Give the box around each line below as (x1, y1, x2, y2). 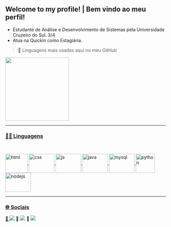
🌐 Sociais (5, 204, 30, 211)
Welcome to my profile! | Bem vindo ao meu (5, 5, 146, 14)
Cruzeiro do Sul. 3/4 (12, 31, 55, 38)
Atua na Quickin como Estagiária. (12, 37, 82, 43)
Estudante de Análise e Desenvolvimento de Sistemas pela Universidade (12, 26, 165, 33)
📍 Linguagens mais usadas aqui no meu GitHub (17, 47, 117, 53)
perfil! (5, 13, 25, 22)
